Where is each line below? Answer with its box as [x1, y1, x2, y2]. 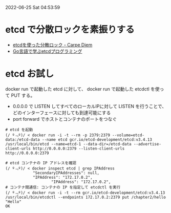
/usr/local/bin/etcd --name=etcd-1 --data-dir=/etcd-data [5, 141, 132, 146]
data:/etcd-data [5, 137, 40, 142]
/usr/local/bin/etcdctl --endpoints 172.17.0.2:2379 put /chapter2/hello [5, 195, 166, 200]
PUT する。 [11, 92, 35, 98]
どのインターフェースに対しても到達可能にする [12, 110, 111, 116]
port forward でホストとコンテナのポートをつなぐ [12, 116, 117, 122]
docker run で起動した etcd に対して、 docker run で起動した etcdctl [5, 86, 149, 92]
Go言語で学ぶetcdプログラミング [12, 48, 82, 54]
